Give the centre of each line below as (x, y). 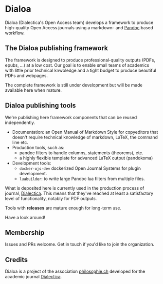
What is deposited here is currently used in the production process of (75, 188)
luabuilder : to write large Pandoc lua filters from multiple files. (82, 179)
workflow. (15, 33)
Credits (17, 260)
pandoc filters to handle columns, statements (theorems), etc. (81, 153)
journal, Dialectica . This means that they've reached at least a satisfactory (79, 193)
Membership (25, 233)
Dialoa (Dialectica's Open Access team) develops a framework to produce (79, 22)
